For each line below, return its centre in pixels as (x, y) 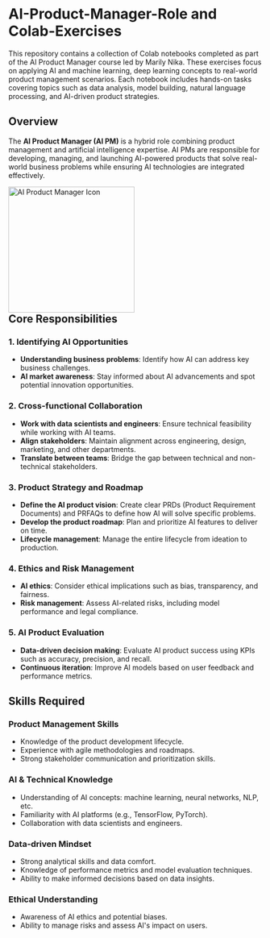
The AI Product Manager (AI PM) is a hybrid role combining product (122, 141)
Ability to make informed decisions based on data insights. (117, 878)
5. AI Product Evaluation (56, 633)
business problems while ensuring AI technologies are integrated (137, 167)
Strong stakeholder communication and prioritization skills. (118, 759)
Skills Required (47, 701)
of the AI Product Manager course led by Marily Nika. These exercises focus (135, 62)
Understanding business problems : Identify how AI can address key (135, 359)
